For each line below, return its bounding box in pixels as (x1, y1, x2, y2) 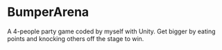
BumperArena (7, 4, 89, 20)
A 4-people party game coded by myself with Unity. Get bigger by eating (7, 27, 216, 35)
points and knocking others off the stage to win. (7, 34, 144, 42)
